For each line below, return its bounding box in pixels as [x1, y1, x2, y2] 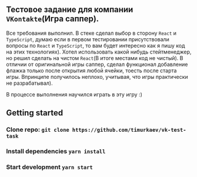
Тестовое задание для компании [6, 5, 133, 15]
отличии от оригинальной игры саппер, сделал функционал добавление [6, 61, 188, 68]
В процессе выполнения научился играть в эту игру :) [6, 91, 142, 98]
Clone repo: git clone [6, 126, 69, 134]
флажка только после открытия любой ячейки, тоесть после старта [6, 67, 177, 74]
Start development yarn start [6, 163, 93, 171]
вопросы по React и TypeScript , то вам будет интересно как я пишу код [6, 42, 185, 49]
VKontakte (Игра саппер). [6, 14, 99, 24]
